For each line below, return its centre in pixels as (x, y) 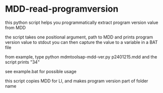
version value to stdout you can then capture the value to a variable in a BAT (81, 42)
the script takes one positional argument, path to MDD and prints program (79, 37)
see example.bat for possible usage (41, 71)
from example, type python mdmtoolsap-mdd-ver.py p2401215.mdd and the (81, 56)
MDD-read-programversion (62, 9)
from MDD (15, 27)
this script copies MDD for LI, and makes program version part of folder (77, 81)
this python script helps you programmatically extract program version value (82, 22)
